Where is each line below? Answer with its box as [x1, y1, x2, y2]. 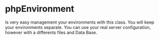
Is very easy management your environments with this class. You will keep [5, 19, 155, 25]
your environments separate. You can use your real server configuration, [5, 24, 151, 30]
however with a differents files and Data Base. [5, 29, 98, 35]
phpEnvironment [5, 3, 75, 14]
